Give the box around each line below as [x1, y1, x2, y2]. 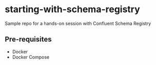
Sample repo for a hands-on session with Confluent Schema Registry [5, 20, 151, 26]
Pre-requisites [5, 35, 52, 44]
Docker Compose [12, 54, 50, 60]
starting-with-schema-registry [5, 4, 141, 15]
